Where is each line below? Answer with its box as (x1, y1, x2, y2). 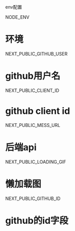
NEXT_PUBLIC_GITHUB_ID (5, 195, 61, 201)
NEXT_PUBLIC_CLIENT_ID (5, 87, 60, 93)
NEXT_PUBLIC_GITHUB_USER (5, 50, 68, 57)
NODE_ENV (5, 14, 30, 20)
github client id (5, 106, 70, 117)
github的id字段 (5, 215, 69, 226)
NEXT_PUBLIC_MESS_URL (5, 122, 60, 128)
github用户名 (5, 70, 61, 82)
